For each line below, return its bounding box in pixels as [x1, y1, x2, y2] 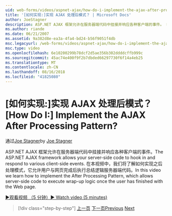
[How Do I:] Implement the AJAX [5, 109, 146, 121]
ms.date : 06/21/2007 [5, 31, 50, 36]
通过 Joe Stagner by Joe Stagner [5, 138, 73, 144]
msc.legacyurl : [5, 41, 38, 46]
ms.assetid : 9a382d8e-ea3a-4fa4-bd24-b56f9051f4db [5, 36, 116, 42]
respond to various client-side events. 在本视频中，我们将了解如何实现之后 [5, 160, 163, 167]
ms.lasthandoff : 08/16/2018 [5, 70, 66, 75]
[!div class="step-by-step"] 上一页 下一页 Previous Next [17, 205, 135, 211]
